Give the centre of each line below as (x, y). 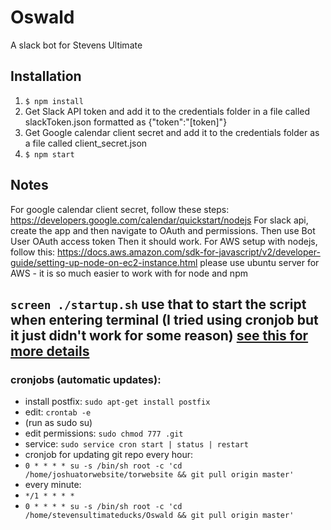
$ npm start (49, 154)
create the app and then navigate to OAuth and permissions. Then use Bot (163, 230)
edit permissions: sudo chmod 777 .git (104, 433)
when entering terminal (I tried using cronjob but (164, 319)
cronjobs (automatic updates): (86, 379)
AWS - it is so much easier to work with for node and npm (129, 273)
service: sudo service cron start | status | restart (136, 444)
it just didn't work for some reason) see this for (159, 335)
